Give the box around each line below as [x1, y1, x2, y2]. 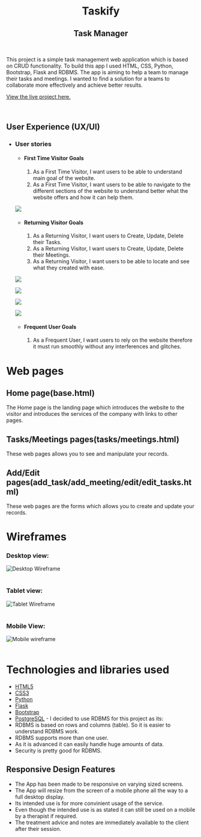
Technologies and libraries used [6, 663, 170, 677]
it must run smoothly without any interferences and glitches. [32, 343, 182, 350]
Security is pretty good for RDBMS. [14, 747, 102, 754]
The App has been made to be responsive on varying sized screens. [14, 780, 184, 788]
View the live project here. [6, 93, 71, 100]
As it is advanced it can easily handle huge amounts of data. [14, 740, 164, 748]
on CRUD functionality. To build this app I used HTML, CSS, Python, [6, 62, 174, 69]
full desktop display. [14, 793, 65, 800]
